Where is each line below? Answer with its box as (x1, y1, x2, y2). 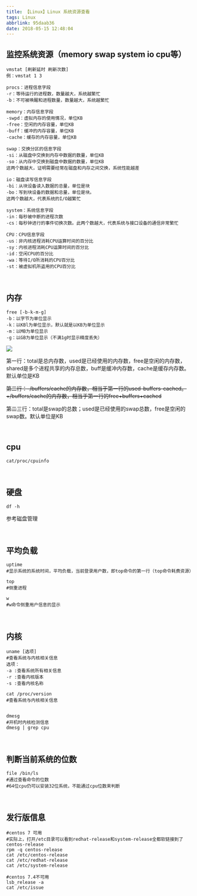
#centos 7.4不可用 (6, 874, 50, 880)
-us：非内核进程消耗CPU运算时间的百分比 (6, 238, 94, 245)
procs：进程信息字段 (6, 85, 51, 90)
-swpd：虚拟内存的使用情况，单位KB (6, 115, 83, 122)
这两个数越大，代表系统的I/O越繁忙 (6, 196, 81, 202)
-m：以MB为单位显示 (6, 328, 48, 334)
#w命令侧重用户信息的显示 (6, 602, 61, 608)
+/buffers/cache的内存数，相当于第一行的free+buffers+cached (6, 392, 162, 399)
